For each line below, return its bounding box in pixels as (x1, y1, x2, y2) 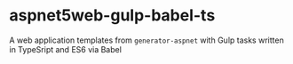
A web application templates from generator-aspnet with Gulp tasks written (9, 35, 284, 45)
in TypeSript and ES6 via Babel (9, 44, 123, 54)
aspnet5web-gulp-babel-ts (9, 5, 216, 26)
